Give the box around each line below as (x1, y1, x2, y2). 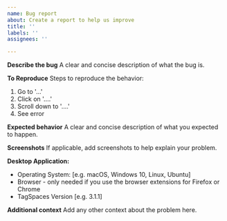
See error (17, 110, 45, 118)
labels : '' (7, 29, 39, 37)
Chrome (17, 185, 41, 193)
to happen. (7, 131, 38, 139)
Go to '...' (17, 88, 43, 96)
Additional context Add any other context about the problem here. (7, 206, 197, 214)
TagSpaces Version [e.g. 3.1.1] (17, 193, 102, 201)
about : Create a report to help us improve (7, 17, 135, 23)
